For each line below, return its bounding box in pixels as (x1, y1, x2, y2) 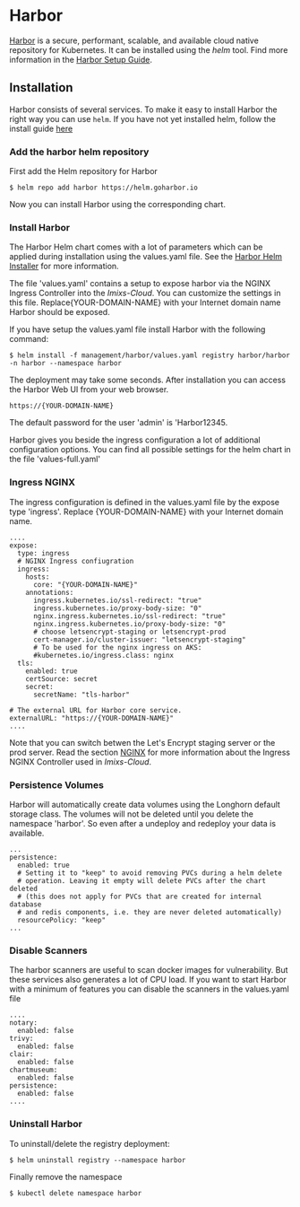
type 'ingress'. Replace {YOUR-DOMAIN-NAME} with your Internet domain (9, 506, 284, 517)
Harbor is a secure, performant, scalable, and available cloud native (9, 35, 260, 46)
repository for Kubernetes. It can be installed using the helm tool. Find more (9, 44, 288, 55)
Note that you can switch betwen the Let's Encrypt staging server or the (9, 737, 276, 748)
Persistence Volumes (9, 778, 105, 791)
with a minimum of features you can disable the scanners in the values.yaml (9, 984, 289, 994)
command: (9, 334, 49, 345)
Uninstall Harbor (9, 1118, 82, 1131)
